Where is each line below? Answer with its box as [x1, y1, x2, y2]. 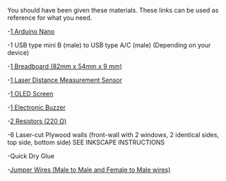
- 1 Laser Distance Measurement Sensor [7, 76, 122, 84]
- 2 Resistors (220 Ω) [7, 117, 67, 125]
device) [7, 49, 30, 57]
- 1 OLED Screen [7, 90, 54, 98]
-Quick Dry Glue [7, 152, 55, 160]
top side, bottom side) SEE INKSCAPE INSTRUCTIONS [7, 138, 165, 146]
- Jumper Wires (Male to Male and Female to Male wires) [7, 165, 171, 174]
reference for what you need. [7, 13, 93, 22]
